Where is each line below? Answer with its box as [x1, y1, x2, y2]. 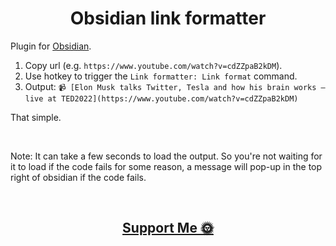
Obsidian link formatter [69, 7, 267, 30]
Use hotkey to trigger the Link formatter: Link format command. [24, 70, 298, 82]
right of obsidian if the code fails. [10, 171, 147, 183]
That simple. [10, 111, 62, 123]
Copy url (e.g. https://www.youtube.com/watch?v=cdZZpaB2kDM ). [24, 59, 283, 71]
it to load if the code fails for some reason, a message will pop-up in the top [10, 160, 323, 172]
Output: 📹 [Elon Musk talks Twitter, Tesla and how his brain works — [24, 80, 326, 92]
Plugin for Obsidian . [10, 40, 92, 52]
